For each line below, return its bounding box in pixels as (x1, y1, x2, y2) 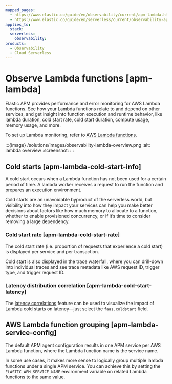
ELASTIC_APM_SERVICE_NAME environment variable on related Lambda (5, 368, 147, 374)
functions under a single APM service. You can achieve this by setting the (5, 362, 161, 369)
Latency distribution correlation (5, 282, 86, 289)
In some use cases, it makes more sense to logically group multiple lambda (5, 357, 164, 363)
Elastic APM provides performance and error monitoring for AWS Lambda (5, 100, 160, 107)
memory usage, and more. (5, 122, 61, 128)
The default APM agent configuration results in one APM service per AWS (5, 342, 161, 348)
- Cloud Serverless (10, 50, 52, 55)
